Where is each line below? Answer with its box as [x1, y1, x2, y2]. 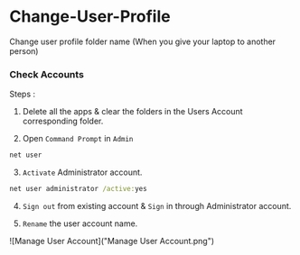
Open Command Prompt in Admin [22, 133, 134, 144]
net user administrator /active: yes [9, 185, 147, 194]
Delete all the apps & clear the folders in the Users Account [22, 106, 243, 117]
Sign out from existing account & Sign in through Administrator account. [22, 200, 292, 211]
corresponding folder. [22, 115, 104, 127]
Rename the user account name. [22, 218, 138, 229]
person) [9, 45, 39, 56]
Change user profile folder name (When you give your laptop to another [9, 36, 277, 47]
